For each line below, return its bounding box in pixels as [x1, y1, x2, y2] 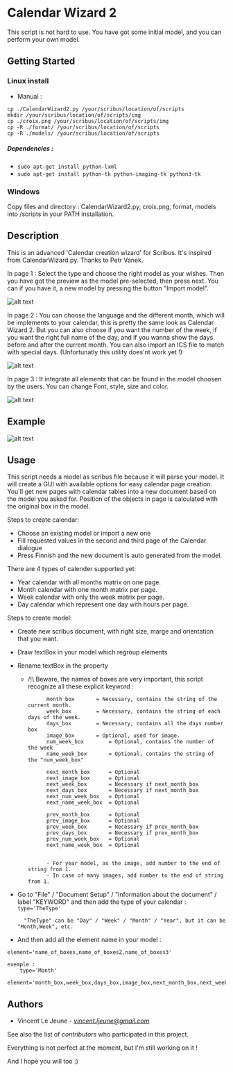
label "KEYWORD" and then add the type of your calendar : [17, 898, 187, 906]
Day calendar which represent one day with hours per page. [17, 600, 189, 609]
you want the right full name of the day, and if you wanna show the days [7, 333, 214, 341]
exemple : [7, 961, 36, 968]
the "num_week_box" [27, 757, 85, 764]
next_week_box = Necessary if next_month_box [46, 781, 199, 788]
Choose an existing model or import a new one [17, 529, 151, 538]
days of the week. [27, 714, 81, 721]
